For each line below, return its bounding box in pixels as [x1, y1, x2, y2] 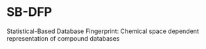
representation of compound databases [6, 34, 120, 42]
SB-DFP [6, 4, 53, 20]
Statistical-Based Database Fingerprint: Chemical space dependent [6, 27, 199, 35]
